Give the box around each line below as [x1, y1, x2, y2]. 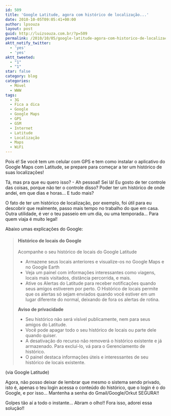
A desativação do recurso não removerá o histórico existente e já [25, 338, 162, 344]
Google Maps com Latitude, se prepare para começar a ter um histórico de [5, 164, 162, 170]
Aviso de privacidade [17, 306, 64, 313]
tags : [5, 93, 17, 98]
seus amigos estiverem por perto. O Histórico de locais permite [25, 286, 158, 292]
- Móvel [10, 83, 26, 88]
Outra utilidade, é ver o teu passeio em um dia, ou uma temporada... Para [5, 211, 159, 217]
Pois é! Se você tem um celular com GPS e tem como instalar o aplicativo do [5, 159, 165, 164]
